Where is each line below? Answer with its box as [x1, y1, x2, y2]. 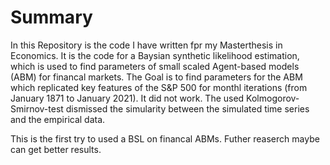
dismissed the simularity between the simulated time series [65, 102, 310, 115]
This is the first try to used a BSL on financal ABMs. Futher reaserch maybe [10, 132, 320, 145]
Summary [10, 6, 93, 29]
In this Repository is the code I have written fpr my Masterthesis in [10, 39, 283, 51]
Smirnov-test [10, 102, 64, 115]
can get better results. [10, 143, 102, 155]
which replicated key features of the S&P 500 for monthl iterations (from [10, 81, 308, 93]
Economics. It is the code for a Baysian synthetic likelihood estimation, [10, 49, 300, 61]
